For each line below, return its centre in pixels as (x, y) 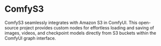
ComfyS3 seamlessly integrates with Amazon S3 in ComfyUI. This (71, 23)
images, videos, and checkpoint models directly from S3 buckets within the (80, 33)
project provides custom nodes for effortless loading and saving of (87, 27)
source (12, 27)
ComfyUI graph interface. (30, 38)
